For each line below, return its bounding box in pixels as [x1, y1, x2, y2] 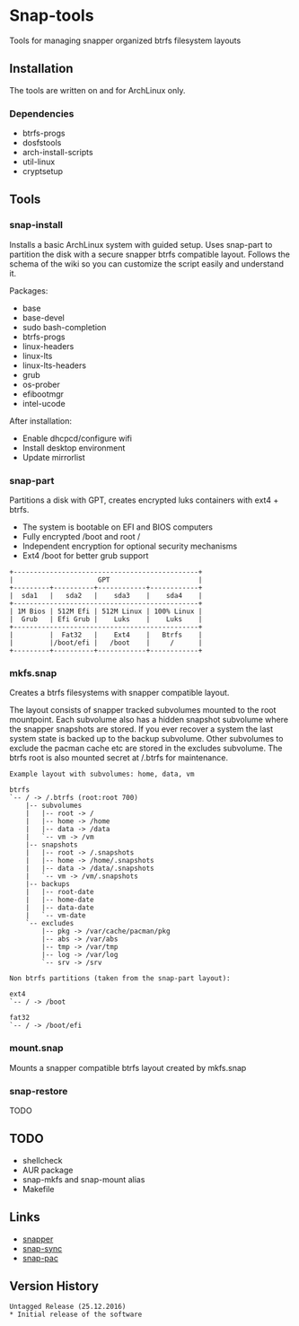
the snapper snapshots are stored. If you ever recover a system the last [9, 724, 274, 734]
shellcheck [22, 1155, 63, 1165]
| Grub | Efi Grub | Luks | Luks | [9, 615, 203, 624]
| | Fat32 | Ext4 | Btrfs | [9, 630, 203, 640]
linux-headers [22, 340, 75, 351]
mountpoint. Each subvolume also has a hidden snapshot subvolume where [9, 715, 289, 725]
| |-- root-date [25, 888, 94, 897]
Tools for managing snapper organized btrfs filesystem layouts [9, 35, 242, 46]
